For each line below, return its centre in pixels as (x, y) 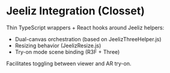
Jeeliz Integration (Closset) (76, 11)
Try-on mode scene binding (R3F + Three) (67, 51)
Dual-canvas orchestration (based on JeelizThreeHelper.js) (88, 39)
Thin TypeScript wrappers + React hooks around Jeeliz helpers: (85, 28)
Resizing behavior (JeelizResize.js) (58, 45)
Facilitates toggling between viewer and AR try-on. (69, 63)
